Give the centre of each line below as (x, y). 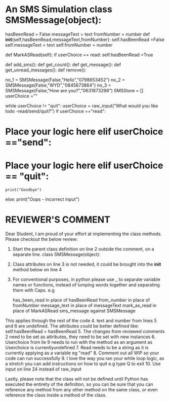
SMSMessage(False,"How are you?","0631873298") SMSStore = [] (74, 90)
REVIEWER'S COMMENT (58, 220)
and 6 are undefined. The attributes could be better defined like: (72, 326)
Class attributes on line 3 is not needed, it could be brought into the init (87, 264)
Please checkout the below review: (42, 239)
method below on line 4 (37, 269)
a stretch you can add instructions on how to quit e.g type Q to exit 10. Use (83, 364)
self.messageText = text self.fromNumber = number (59, 45)
